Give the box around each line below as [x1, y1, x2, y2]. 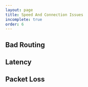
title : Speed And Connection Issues [5, 12, 83, 17]
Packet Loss [5, 75, 45, 84]
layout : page [5, 7, 33, 13]
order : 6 [5, 21, 24, 27]
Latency [5, 58, 32, 67]
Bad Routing [5, 40, 45, 49]
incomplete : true [5, 17, 42, 22]
